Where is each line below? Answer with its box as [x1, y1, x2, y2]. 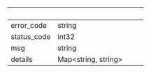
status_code [10, 32, 51, 41]
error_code [10, 21, 48, 30]
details [10, 55, 33, 64]
